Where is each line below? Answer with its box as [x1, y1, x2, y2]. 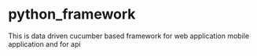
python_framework [8, 5, 136, 23]
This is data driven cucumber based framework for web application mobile [8, 31, 250, 40]
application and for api [8, 39, 81, 48]
